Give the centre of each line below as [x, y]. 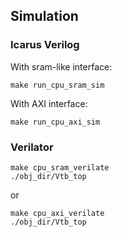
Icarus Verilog [45, 45]
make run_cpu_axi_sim [55, 122]
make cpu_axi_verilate [57, 213]
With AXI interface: [49, 103]
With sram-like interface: [61, 66]
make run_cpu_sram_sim [57, 85]
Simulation [44, 16]
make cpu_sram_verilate [60, 167]
